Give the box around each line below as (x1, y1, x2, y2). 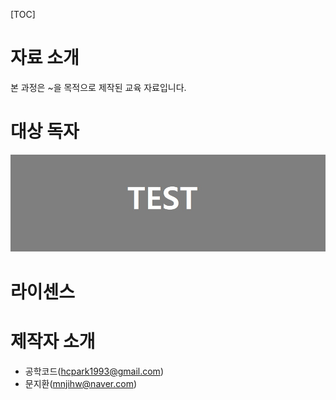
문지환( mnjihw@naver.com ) (24, 377, 137, 389)
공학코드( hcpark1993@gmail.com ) (24, 365, 164, 377)
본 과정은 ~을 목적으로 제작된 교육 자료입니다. (10, 81, 187, 93)
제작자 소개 (10, 330, 96, 353)
